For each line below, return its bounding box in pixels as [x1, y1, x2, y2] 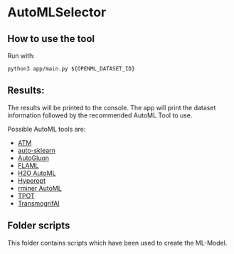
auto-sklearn [17, 146, 55, 154]
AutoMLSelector [7, 4, 107, 21]
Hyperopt [17, 176, 46, 185]
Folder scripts [7, 220, 70, 232]
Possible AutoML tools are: [7, 125, 86, 133]
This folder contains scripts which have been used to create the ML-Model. [7, 238, 228, 247]
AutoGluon [17, 154, 50, 162]
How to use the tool [7, 33, 95, 45]
